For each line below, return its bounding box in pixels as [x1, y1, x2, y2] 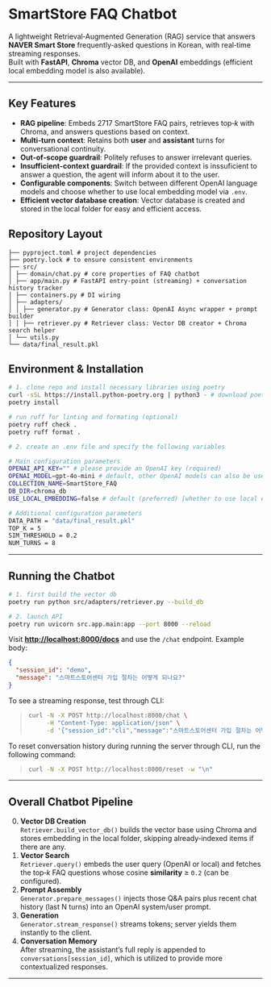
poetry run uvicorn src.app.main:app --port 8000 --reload [8, 620, 211, 628]
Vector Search [19, 851, 70, 860]
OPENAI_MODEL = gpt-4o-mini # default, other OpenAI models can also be [8, 473, 251, 481]
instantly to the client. [19, 928, 93, 938]
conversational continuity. [19, 144, 106, 153]
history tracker [8, 284, 63, 292]
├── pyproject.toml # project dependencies [8, 248, 157, 256]
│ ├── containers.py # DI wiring [8, 291, 121, 299]
